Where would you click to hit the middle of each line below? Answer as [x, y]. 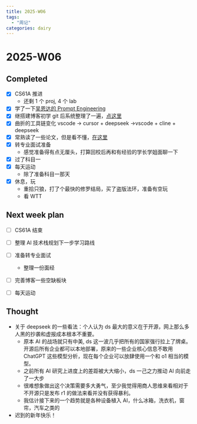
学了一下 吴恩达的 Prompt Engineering [60, 109]
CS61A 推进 [29, 94]
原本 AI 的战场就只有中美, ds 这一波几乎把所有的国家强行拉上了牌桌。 [107, 341]
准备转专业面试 [33, 255]
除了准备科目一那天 [47, 174]
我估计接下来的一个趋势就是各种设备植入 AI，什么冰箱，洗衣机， [101, 400]
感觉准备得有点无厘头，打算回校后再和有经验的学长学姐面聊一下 [101, 152]
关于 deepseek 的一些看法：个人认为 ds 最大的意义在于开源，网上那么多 [102, 326]
